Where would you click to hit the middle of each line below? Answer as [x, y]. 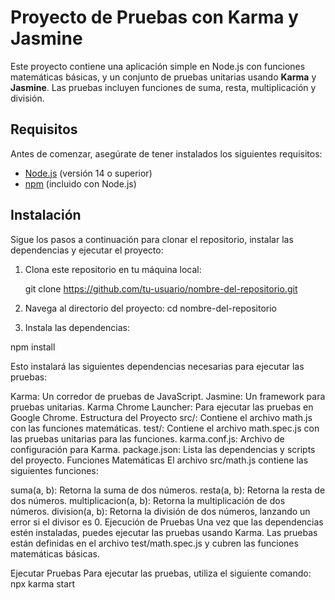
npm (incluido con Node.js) [80, 183]
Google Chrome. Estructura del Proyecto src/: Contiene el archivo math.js [161, 417]
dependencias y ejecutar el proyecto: [87, 250]
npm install [33, 347]
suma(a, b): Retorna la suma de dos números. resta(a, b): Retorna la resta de [168, 490]
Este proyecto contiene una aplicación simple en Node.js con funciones [158, 66]
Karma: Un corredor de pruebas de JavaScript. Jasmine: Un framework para [168, 396]
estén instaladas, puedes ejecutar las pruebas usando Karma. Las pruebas [164, 532]
